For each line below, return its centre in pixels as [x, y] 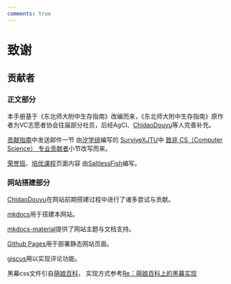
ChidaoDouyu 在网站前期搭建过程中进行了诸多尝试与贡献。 [91, 199]
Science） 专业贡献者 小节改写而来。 [59, 148]
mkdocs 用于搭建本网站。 [43, 214]
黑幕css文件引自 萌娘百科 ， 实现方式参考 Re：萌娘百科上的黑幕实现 [102, 273]
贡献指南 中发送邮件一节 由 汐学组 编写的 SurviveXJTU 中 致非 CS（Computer [115, 139]
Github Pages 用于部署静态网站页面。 [60, 244]
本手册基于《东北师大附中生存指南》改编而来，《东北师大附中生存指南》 [109, 116]
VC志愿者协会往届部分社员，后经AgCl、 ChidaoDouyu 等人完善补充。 [117, 125]
